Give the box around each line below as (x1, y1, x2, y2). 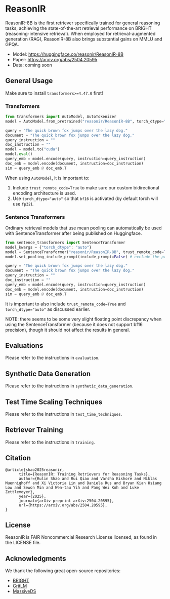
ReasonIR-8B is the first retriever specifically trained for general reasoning (5, 20, 160, 26)
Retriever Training (5, 426, 63, 434)
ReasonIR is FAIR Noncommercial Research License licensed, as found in (5, 534, 157, 540)
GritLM (12, 583, 27, 589)
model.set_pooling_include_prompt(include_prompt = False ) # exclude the (5, 254, 159, 259)
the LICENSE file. (5, 540, 41, 546)
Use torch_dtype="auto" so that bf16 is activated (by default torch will (12, 195, 158, 202)
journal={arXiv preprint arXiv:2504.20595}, (18, 498, 114, 503)
